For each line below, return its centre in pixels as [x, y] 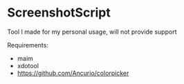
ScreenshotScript [59, 13]
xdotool [28, 65]
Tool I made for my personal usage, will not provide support [92, 32]
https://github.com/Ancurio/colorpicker [73, 73]
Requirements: [28, 45]
